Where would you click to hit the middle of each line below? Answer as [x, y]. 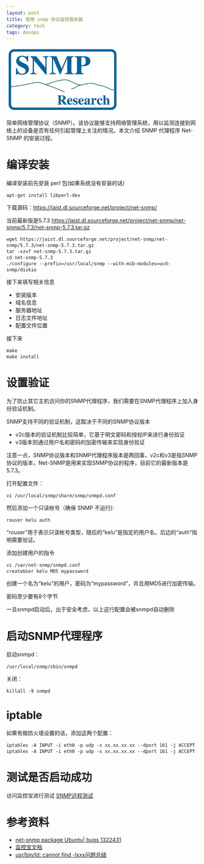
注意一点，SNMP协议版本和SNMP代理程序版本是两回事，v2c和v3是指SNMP [102, 456]
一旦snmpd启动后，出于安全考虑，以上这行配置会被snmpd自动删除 [91, 609]
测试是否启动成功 [49, 778]
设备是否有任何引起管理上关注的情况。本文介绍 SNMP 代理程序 [101, 131]
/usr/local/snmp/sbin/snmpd [42, 667]
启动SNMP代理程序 [54, 637]
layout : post [23, 13]
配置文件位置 [31, 325]
